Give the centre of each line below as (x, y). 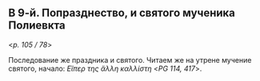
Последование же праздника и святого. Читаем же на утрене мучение (130, 60)
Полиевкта (37, 26)
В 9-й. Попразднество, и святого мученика (122, 13)
